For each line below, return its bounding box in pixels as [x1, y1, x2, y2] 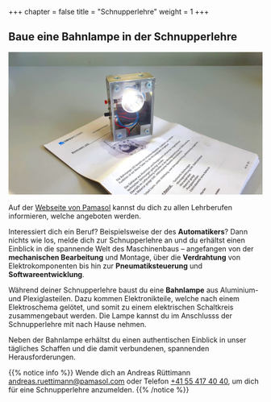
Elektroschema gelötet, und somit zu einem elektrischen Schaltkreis [8, 302, 234, 313]
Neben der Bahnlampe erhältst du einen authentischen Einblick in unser [8, 335, 247, 345]
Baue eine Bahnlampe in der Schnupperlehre [8, 30, 238, 44]
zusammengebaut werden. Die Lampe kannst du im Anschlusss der [8, 311, 232, 321]
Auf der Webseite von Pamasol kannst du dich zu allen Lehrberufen [8, 203, 232, 213]
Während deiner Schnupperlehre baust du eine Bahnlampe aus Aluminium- [8, 285, 259, 295]
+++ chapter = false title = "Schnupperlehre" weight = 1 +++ [8, 7, 210, 16]
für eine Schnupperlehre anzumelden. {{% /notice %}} [8, 385, 190, 395]
